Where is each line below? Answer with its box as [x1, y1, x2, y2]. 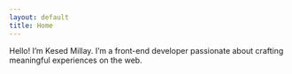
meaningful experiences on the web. [9, 55, 143, 65]
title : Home [9, 21, 53, 30]
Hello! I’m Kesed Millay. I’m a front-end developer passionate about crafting [9, 45, 284, 55]
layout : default [9, 12, 69, 22]
